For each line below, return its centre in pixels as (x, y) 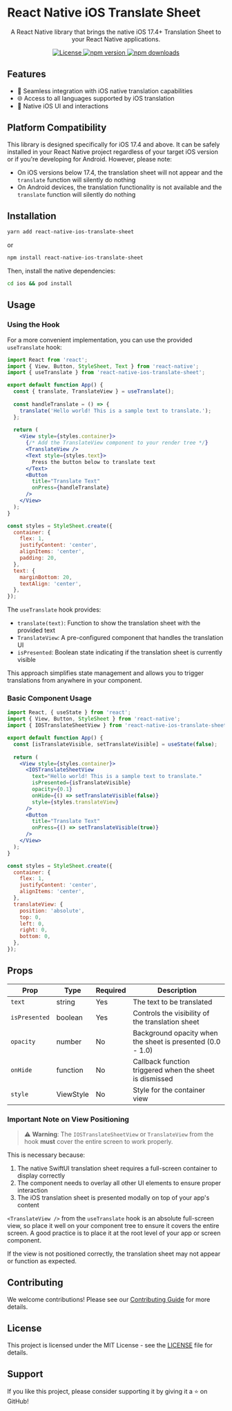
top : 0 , (30, 917)
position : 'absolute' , (52, 911)
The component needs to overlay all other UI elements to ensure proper (119, 1183)
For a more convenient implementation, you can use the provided (100, 340)
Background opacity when (176, 1033)
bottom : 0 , (35, 937)
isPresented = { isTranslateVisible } (81, 783)
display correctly (41, 1176)
